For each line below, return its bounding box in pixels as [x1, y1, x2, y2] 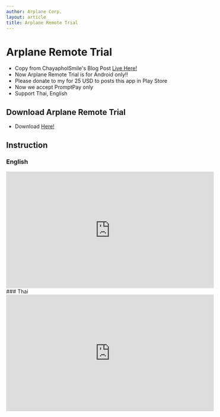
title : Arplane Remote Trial [6, 20, 78, 25]
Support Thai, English [14, 90, 68, 97]
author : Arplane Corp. [6, 8, 62, 15]
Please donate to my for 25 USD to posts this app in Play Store [14, 78, 168, 85]
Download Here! [14, 123, 55, 130]
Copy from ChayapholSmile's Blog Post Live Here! [14, 65, 138, 72]
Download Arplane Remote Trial [6, 107, 126, 117]
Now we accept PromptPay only [14, 84, 94, 91]
